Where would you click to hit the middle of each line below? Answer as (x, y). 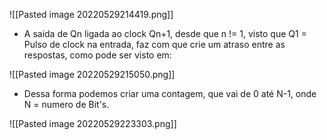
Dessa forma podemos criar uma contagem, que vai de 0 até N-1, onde (170, 93)
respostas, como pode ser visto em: (97, 55)
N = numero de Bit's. (66, 104)
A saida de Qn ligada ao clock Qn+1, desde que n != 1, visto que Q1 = (165, 33)
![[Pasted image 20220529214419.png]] (91, 14)
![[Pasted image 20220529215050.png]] (92, 74)
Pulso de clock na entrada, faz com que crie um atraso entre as (154, 44)
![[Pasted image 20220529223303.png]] (93, 123)
